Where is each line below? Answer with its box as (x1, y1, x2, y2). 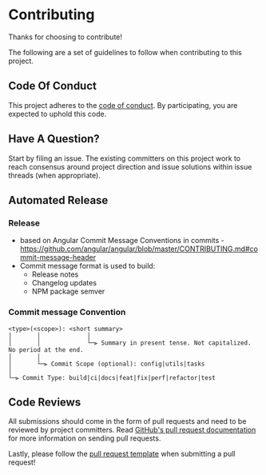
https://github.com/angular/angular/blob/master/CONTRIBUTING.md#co (19, 244, 258, 253)
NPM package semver (31, 286, 105, 297)
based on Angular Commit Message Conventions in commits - (19, 236, 225, 245)
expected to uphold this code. (8, 109, 107, 118)
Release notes (31, 269, 79, 279)
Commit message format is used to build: (19, 261, 156, 271)
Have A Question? (8, 132, 100, 146)
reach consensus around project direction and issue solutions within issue (8, 162, 252, 171)
